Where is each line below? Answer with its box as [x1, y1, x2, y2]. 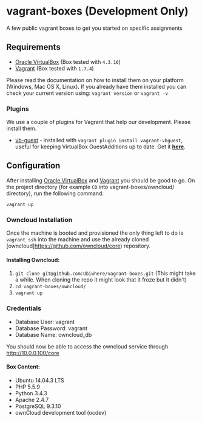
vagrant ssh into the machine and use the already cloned [6, 236, 149, 243]
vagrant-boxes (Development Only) [6, 4, 189, 18]
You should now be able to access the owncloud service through [6, 342, 169, 350]
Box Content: [6, 363, 41, 370]
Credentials [6, 304, 41, 313]
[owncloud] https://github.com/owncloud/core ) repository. [6, 242, 151, 250]
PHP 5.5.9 [15, 383, 41, 390]
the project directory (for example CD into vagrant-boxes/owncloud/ [6, 183, 175, 190]
